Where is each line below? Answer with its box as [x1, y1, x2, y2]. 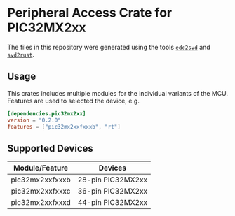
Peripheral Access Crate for [7, 5, 173, 21]
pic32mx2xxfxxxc [11, 187, 71, 196]
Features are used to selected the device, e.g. [7, 96, 140, 105]
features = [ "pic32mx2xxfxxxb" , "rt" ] [7, 123, 121, 130]
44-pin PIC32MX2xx [77, 198, 148, 208]
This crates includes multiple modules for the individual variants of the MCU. [7, 89, 228, 97]
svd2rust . [7, 50, 35, 59]
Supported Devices [7, 142, 93, 154]
